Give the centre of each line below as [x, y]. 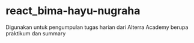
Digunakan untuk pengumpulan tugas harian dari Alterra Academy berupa [97, 27]
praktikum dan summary [36, 33]
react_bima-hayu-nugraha [73, 11]
